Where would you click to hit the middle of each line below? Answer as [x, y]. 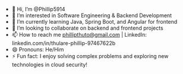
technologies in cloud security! [50, 65]
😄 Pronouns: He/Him [38, 49]
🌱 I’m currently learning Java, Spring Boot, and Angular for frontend [94, 22]
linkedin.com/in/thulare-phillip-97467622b [64, 43]
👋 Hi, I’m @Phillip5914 [38, 9]
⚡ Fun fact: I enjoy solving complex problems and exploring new [90, 56]
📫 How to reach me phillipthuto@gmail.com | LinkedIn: [79, 35]
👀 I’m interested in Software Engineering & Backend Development [92, 15]
